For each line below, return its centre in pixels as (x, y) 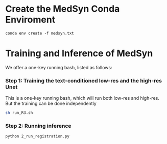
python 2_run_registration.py (38, 136)
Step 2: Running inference (38, 126)
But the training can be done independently (51, 104)
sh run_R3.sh (19, 113)
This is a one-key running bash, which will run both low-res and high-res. (82, 98)
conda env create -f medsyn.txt (40, 33)
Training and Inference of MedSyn (79, 53)
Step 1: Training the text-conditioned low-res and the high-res (84, 80)
